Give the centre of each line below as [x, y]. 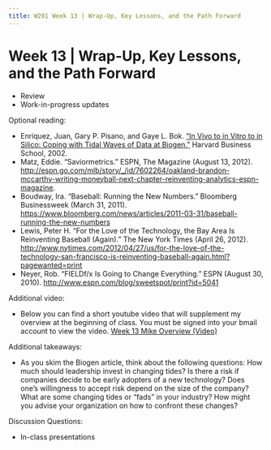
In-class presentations [58, 437]
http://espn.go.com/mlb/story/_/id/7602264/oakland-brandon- [125, 170]
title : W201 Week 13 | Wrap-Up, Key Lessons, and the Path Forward [125, 16]
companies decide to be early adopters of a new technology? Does [132, 379]
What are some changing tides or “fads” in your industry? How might [135, 396]
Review [32, 96]
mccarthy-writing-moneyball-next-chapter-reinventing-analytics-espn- [140, 178]
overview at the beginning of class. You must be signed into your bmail [138, 322]
